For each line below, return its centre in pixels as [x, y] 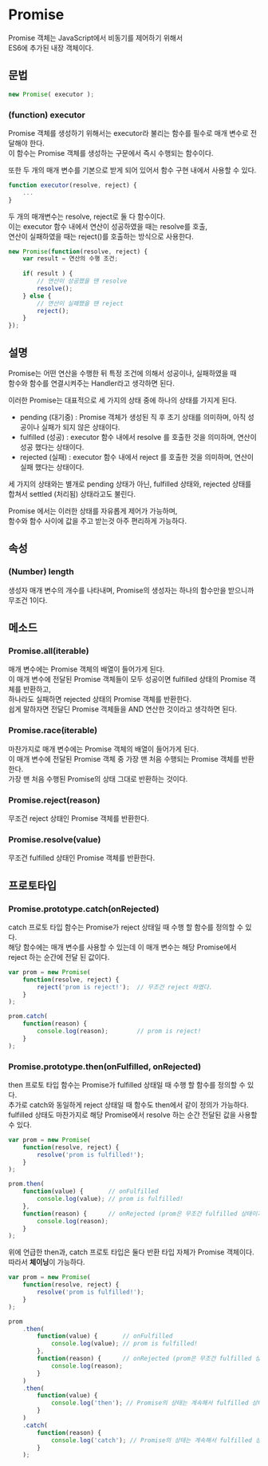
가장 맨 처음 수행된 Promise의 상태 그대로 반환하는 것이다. [98, 779]
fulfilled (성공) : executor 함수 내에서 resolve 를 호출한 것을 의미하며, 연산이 [138, 437]
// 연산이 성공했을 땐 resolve [82, 281]
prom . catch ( [28, 1016]
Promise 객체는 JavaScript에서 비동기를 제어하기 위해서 [96, 38]
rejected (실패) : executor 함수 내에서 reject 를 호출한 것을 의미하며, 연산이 [136, 457]
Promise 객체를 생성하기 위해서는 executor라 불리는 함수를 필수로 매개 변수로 [128, 133]
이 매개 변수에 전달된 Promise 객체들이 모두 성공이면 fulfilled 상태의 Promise [128, 680]
